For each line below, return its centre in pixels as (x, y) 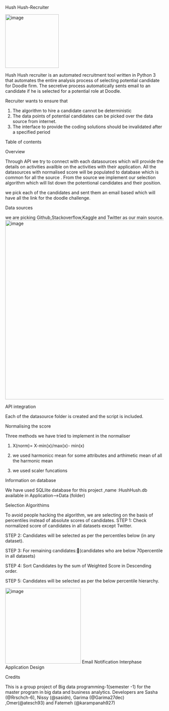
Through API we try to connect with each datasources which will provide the (84, 161)
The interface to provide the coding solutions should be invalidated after (87, 127)
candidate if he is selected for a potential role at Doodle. (63, 91)
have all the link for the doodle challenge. (48, 198)
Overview (15, 152)
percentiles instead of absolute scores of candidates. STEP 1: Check (76, 520)
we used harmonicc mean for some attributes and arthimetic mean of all (87, 455)
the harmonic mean (33, 461)
